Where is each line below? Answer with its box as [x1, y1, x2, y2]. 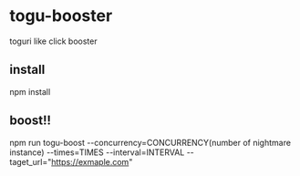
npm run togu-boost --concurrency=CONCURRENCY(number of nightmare [9, 137, 292, 148]
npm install [9, 86, 51, 97]
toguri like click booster [9, 36, 98, 47]
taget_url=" [9, 156, 52, 167]
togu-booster [9, 5, 113, 26]
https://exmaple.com [51, 156, 129, 167]
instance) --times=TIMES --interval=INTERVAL [9, 147, 185, 158]
